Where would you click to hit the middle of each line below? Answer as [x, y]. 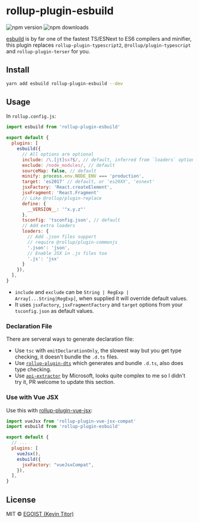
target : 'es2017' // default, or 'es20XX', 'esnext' [88, 182]
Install [18, 70]
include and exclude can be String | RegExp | [72, 292]
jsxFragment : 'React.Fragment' [60, 193]
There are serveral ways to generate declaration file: [70, 339]
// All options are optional [58, 154]
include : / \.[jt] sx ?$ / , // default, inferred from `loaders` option [108, 160]
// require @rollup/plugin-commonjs [73, 242]
